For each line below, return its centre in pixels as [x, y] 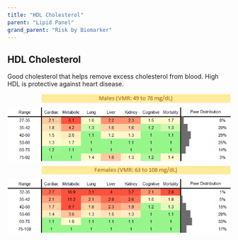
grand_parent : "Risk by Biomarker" [60, 30]
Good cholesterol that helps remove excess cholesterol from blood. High [113, 76]
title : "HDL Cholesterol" [45, 15]
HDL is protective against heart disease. [66, 84]
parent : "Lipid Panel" [41, 22]
